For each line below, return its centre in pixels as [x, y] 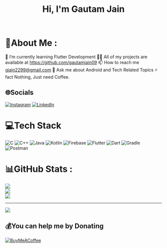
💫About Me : [31, 43]
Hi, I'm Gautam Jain [83, 9]
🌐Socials [19, 93]
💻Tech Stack [33, 125]
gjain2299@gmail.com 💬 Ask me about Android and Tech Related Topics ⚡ [82, 70]
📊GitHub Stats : [39, 169]
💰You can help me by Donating [54, 226]
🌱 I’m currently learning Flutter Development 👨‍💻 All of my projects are [76, 57]
